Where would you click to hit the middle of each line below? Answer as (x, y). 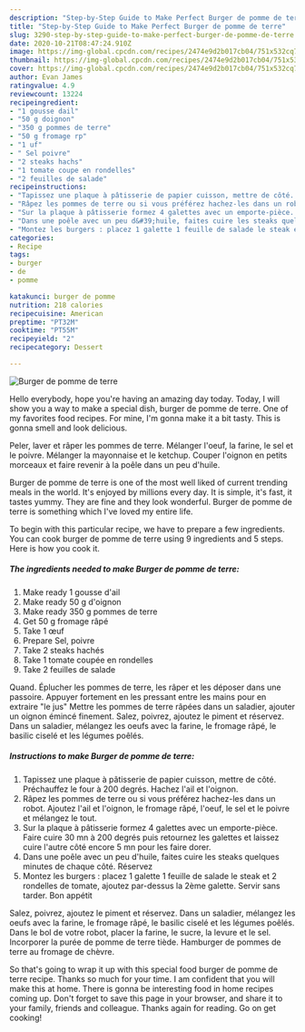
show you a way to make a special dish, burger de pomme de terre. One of (149, 408)
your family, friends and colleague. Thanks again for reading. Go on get (143, 1007)
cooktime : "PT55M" (44, 330)
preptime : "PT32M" (44, 322)
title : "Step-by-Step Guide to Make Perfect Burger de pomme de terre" (148, 26)
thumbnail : (30, 60)
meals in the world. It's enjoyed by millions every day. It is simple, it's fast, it (151, 491)
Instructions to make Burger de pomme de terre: (102, 756)
